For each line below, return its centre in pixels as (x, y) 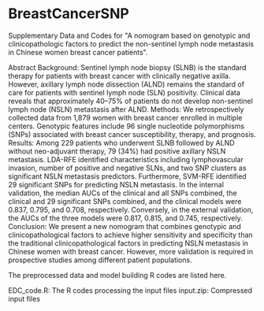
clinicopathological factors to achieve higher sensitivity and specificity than (131, 235)
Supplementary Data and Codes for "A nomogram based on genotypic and (129, 35)
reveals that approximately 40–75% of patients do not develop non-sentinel (131, 101)
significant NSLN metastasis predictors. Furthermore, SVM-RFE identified (127, 176)
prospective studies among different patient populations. (100, 260)
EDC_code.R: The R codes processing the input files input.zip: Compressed (130, 290)
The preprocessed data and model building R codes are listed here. (117, 275)
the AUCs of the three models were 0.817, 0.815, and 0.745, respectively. (125, 218)
